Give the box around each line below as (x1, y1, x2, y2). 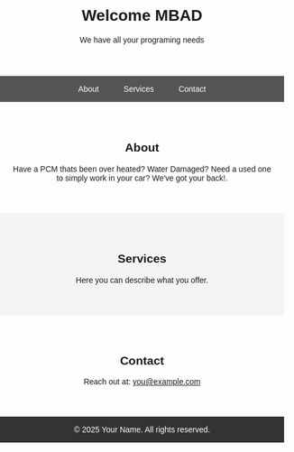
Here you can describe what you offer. (75, 274, 209, 285)
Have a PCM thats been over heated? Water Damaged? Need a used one (13, 163, 271, 174)
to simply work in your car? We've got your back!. (56, 172, 228, 183)
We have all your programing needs (79, 34, 205, 45)
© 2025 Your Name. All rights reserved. (73, 425, 211, 435)
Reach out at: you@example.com (83, 377, 201, 387)
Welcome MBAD (81, 6, 203, 25)
